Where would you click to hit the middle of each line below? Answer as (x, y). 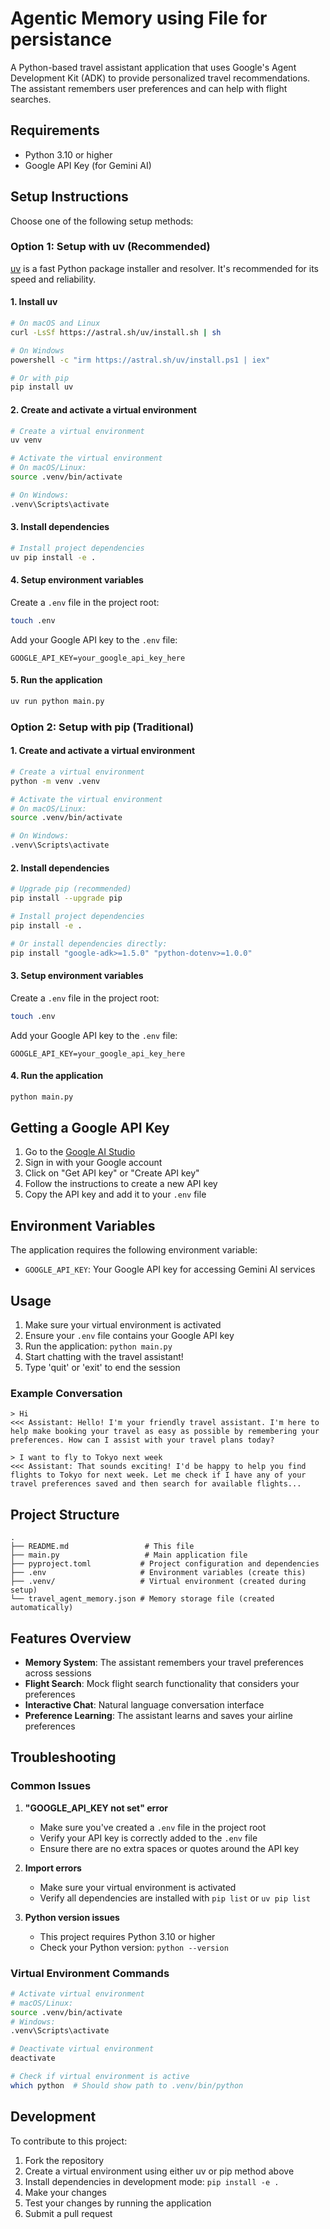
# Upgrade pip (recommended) (71, 889)
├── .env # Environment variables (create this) (158, 1573)
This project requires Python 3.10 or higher (127, 1936)
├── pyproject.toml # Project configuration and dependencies (165, 1564)
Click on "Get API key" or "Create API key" (112, 1173)
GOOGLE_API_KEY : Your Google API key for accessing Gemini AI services (170, 1269)
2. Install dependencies (60, 868)
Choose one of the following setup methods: (102, 221)
